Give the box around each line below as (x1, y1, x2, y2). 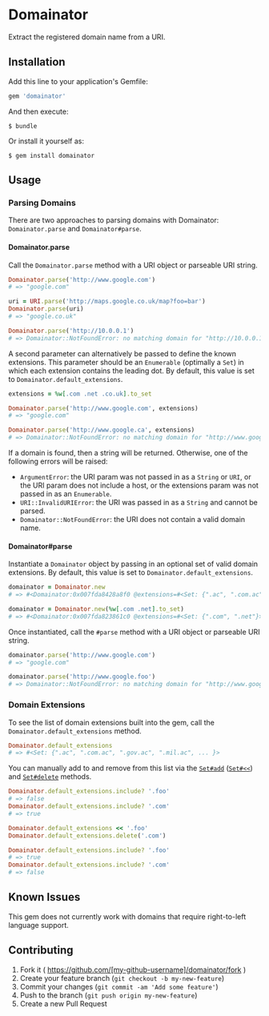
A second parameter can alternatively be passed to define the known (8, 348, 237, 358)
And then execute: (8, 106, 69, 116)
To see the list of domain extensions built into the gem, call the (8, 717, 215, 727)
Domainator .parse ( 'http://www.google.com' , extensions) (8, 404, 199, 412)
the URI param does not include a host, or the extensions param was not (19, 480, 259, 490)
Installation (8, 55, 66, 69)
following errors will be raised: (8, 456, 108, 466)
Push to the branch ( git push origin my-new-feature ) (19, 990, 198, 1000)
